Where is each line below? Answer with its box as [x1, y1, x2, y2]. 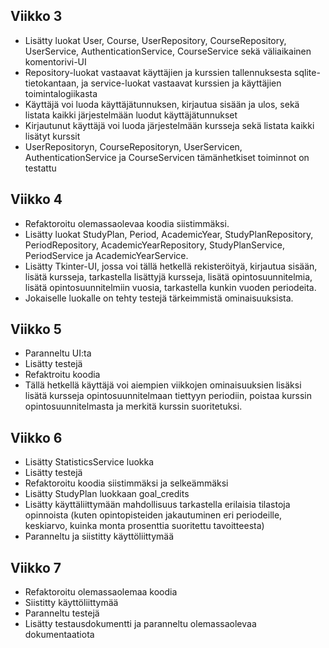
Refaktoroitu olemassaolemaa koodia [24, 586, 178, 598]
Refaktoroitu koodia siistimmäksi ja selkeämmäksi [24, 477, 229, 489]
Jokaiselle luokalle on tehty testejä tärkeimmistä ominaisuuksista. [24, 292, 294, 304]
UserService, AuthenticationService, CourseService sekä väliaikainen [24, 45, 312, 57]
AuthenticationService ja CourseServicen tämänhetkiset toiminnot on [24, 151, 310, 163]
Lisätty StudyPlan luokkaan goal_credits [24, 488, 190, 500]
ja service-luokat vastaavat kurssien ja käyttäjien [81, 77, 282, 89]
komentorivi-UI [24, 55, 87, 68]
